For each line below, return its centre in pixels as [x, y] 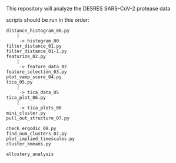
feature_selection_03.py [36, 72]
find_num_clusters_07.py [36, 134]
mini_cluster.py [26, 113]
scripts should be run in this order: [48, 20]
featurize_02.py [26, 56]
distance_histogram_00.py [38, 31]
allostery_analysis [30, 154]
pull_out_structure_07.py [38, 118]
